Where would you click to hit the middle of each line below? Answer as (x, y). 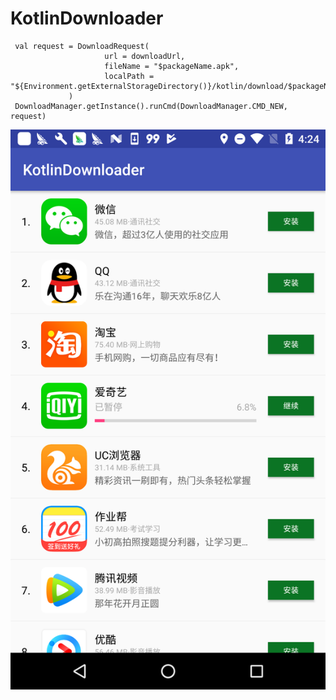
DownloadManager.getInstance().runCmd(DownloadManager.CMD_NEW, (151, 106)
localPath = (129, 76)
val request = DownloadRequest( (82, 46)
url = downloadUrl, (145, 56)
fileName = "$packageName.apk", (172, 66)
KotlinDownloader (87, 18)
